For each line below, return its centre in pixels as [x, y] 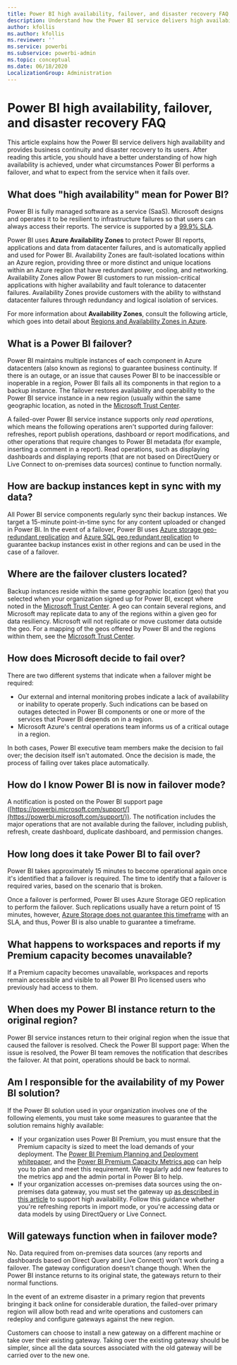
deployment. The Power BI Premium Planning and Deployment [108, 1154]
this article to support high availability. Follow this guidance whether [116, 1199]
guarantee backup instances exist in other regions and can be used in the [114, 544]
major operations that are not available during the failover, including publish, [118, 824]
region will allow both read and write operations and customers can [105, 1312]
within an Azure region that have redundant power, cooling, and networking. [118, 270]
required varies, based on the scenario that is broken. [85, 886]
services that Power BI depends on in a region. [85, 719]
